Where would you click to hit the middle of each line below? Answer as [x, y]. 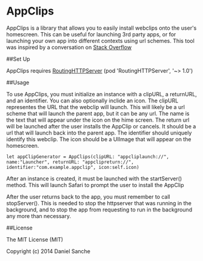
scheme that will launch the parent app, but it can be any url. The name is [98, 113]
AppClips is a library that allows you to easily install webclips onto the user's [101, 28]
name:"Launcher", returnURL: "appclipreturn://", [70, 162]
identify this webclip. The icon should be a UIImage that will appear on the [99, 139]
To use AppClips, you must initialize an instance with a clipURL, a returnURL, [101, 94]
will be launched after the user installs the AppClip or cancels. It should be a [101, 126]
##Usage [18, 82]
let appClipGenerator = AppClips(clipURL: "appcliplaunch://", [88, 157]
